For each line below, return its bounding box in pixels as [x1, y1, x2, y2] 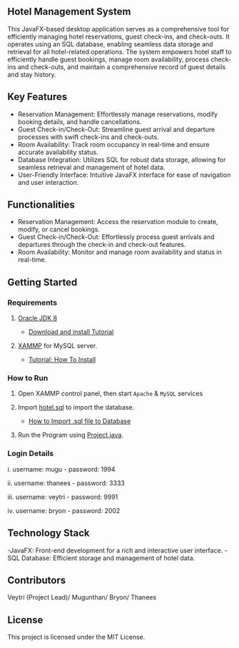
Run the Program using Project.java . [17, 431, 123, 440]
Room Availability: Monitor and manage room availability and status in [17, 248, 223, 256]
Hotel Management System [7, 6, 131, 18]
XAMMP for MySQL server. [17, 342, 98, 350]
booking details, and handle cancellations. [17, 117, 142, 126]
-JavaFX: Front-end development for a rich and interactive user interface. [7, 546, 223, 555]
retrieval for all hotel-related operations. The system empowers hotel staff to [7, 47, 232, 56]
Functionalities [7, 199, 75, 211]
